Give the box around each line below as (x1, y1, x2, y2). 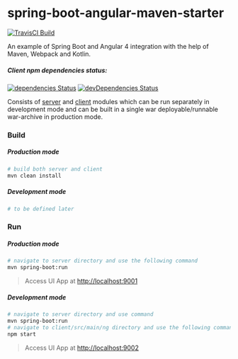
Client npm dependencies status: (7, 66, 108, 74)
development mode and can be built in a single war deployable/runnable (7, 105, 218, 113)
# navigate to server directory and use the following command (7, 257, 198, 265)
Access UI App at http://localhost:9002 (24, 343, 140, 352)
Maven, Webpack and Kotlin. (7, 50, 91, 58)
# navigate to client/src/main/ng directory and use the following (7, 324, 211, 331)
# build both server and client (7, 165, 103, 173)
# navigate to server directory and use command (7, 311, 154, 318)
